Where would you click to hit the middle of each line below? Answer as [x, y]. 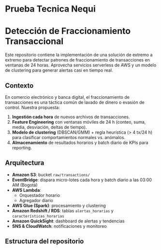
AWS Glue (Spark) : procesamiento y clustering [59, 205]
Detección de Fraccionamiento [68, 31]
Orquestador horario [40, 195]
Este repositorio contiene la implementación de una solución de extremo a [79, 55]
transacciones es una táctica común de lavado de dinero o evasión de [75, 102]
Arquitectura [25, 163]
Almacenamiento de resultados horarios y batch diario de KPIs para [80, 142]
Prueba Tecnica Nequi [50, 9]
